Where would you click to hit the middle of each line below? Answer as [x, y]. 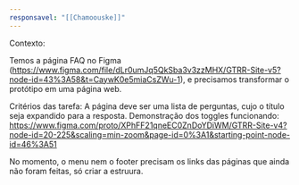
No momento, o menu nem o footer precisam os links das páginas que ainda [149, 161]
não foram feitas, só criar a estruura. [76, 171]
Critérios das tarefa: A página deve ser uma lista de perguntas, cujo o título [147, 106]
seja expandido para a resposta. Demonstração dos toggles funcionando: [144, 115]
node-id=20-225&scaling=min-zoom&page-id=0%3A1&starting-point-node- [150, 134]
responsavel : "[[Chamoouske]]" [67, 17]
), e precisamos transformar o [235, 79]
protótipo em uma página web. [66, 88]
